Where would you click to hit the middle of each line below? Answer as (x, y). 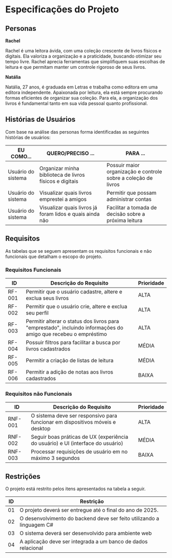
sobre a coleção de (130, 178)
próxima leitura (124, 220)
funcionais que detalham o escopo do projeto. (54, 256)
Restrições (23, 476)
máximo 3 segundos (55, 458)
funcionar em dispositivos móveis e (73, 422)
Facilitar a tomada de (132, 208)
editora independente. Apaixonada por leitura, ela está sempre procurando (84, 92)
